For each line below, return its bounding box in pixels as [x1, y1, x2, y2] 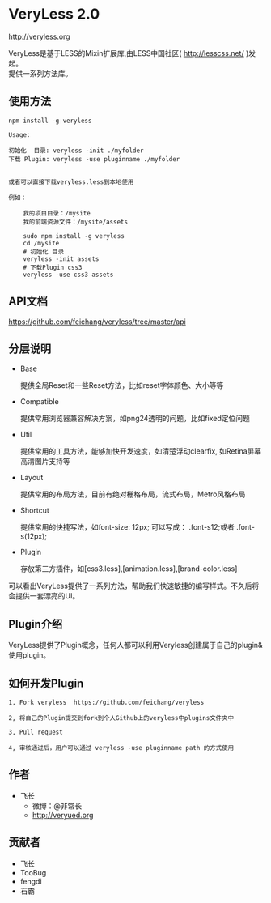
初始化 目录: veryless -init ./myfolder [8, 147, 144, 155]
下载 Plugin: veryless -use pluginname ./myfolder [8, 155, 180, 163]
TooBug [19, 867, 47, 877]
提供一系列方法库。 [8, 68, 73, 78]
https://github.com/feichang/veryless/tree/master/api [8, 317, 186, 326]
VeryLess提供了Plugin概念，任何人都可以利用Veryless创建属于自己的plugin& [8, 641, 263, 650]
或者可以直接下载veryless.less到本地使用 [8, 177, 134, 186]
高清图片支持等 [19, 457, 70, 466]
